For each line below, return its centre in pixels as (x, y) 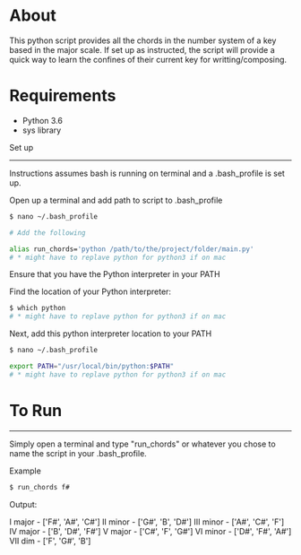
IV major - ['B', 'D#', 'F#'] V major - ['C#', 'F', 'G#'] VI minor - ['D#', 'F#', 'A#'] (150, 531)
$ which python (38, 308)
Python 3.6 (42, 120)
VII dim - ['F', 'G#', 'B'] (50, 541)
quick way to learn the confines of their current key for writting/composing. (148, 59)
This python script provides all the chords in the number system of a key (143, 40)
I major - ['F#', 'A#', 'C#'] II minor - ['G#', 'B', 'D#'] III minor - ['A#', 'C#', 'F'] (147, 522)
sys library (42, 130)
